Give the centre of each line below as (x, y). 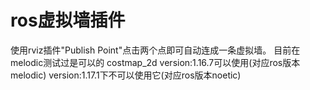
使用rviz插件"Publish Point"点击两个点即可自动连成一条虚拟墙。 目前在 (155, 50)
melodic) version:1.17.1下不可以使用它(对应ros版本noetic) (126, 75)
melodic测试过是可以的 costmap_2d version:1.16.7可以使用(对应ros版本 (155, 62)
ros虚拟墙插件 (68, 20)
